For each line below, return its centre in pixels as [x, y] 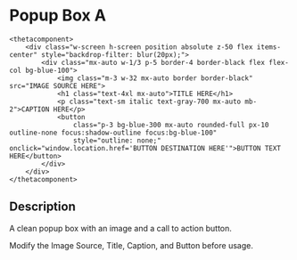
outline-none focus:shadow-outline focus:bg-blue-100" [113, 133]
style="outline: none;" [117, 140]
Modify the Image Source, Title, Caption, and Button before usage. [132, 245]
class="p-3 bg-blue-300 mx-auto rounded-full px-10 [171, 125]
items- [268, 47]
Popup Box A [58, 16]
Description [42, 207]
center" [24, 54]
